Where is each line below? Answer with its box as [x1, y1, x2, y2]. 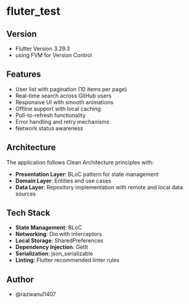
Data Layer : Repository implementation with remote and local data [15, 183, 183, 191]
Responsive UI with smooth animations [15, 98, 114, 105]
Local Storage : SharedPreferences [15, 237, 104, 245]
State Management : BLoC [15, 224, 82, 231]
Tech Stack [6, 208, 50, 218]
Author [6, 274, 34, 284]
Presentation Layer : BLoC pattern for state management [15, 170, 159, 178]
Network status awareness [15, 124, 83, 132]
